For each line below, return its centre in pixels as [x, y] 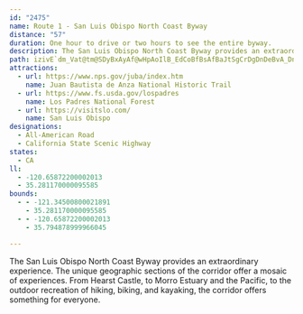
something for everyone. [55, 300]
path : [19, 60]
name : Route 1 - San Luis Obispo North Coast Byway [108, 26]
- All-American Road [56, 135]
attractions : [34, 69]
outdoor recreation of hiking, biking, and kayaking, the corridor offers [138, 290]
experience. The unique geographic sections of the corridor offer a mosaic [148, 271]
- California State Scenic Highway [84, 143]
